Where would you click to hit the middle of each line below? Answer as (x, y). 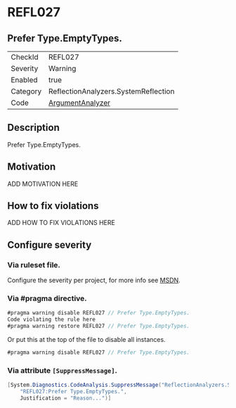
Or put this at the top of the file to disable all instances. (87, 340)
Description (33, 128)
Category (26, 91)
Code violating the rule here (52, 320)
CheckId (25, 57)
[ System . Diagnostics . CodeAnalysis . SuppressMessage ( (84, 385)
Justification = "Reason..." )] (66, 398)
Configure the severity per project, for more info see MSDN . (94, 280)
